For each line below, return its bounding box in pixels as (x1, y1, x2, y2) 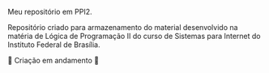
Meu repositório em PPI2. (7, 7, 92, 16)
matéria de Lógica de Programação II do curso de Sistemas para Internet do (7, 32, 261, 41)
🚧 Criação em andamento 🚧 (7, 56, 99, 65)
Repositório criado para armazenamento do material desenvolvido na (7, 23, 238, 32)
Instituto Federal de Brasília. (7, 40, 100, 49)
